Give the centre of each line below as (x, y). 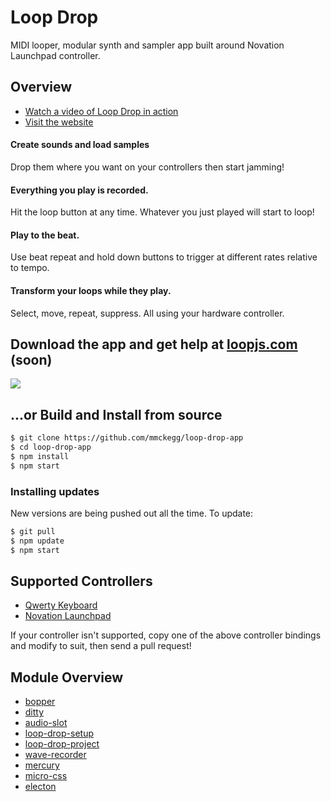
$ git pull (33, 531)
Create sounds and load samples (80, 145)
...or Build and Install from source (116, 414)
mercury (42, 765)
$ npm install (40, 456)
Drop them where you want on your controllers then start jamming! (147, 167)
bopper (40, 702)
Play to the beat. (45, 235)
